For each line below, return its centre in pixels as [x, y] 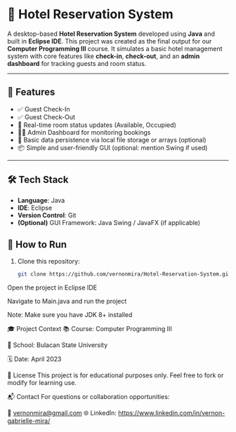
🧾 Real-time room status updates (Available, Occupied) [97, 125]
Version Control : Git [47, 215]
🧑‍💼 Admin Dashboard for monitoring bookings [84, 132]
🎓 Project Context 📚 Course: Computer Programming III [90, 329]
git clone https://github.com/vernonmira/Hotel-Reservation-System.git [124, 274]
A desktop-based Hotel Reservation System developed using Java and [111, 34]
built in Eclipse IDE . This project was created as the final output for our [110, 41]
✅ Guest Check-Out [46, 117]
